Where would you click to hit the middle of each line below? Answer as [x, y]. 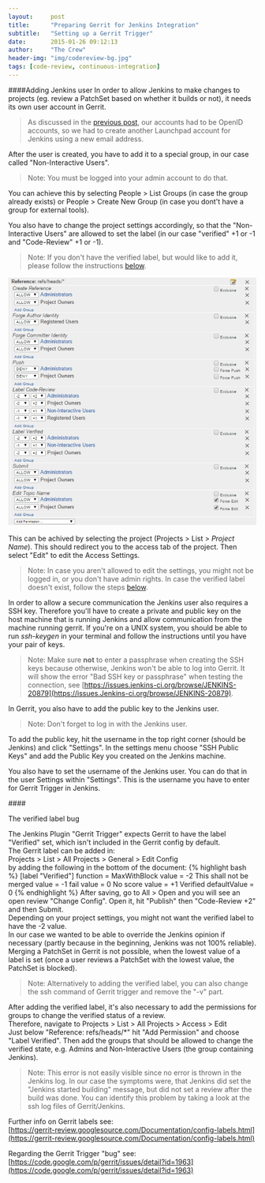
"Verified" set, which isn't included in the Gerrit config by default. [114, 842]
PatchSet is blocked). [43, 968]
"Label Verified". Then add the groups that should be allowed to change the [131, 1040]
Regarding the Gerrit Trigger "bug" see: [72, 1153]
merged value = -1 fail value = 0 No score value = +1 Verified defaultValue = [131, 884]
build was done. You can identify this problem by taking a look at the [138, 1098]
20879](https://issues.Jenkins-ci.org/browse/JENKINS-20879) [129, 693]
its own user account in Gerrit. [57, 107]
